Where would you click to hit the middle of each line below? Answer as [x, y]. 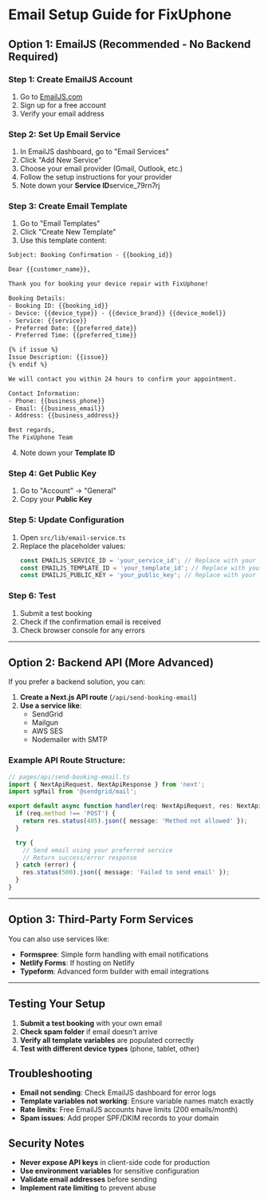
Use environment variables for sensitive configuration [109, 1171]
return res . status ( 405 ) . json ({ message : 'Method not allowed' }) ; [135, 821]
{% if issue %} [33, 350]
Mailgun [45, 723]
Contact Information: [44, 393]
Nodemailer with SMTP [69, 740]
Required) [33, 56]
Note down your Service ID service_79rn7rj [90, 186]
